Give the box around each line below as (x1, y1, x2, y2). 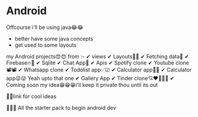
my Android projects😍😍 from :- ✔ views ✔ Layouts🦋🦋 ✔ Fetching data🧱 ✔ (6, 53, 189, 60)
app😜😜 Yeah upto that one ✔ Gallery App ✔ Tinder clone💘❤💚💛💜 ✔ (6, 74, 175, 82)
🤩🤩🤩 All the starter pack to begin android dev (6, 104, 117, 111)
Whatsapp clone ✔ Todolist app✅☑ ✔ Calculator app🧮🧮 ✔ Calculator (23, 66, 192, 73)
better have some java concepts (14, 35, 94, 42)
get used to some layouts (14, 41, 77, 48)
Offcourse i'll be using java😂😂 (6, 24, 84, 31)
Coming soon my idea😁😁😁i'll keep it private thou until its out (6, 81, 158, 88)
